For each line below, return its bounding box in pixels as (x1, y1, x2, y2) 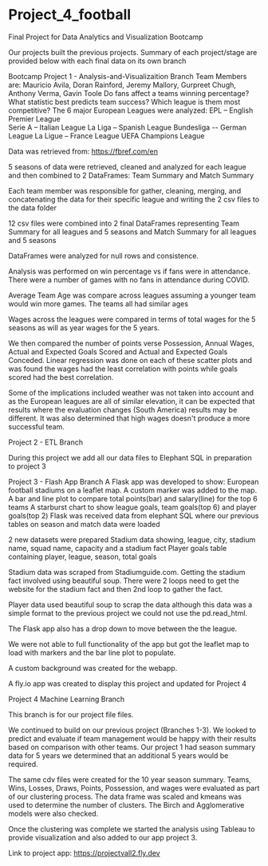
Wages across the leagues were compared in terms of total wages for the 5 (8, 314, 256, 324)
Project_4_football (8, 6, 132, 24)
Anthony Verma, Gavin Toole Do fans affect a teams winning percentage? (8, 88, 250, 98)
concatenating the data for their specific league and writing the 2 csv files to (8, 194, 260, 204)
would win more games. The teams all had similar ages (8, 298, 189, 309)
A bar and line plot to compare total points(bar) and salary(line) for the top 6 (8, 493, 258, 503)
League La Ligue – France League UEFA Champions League (8, 130, 205, 141)
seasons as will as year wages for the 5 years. (8, 322, 160, 333)
